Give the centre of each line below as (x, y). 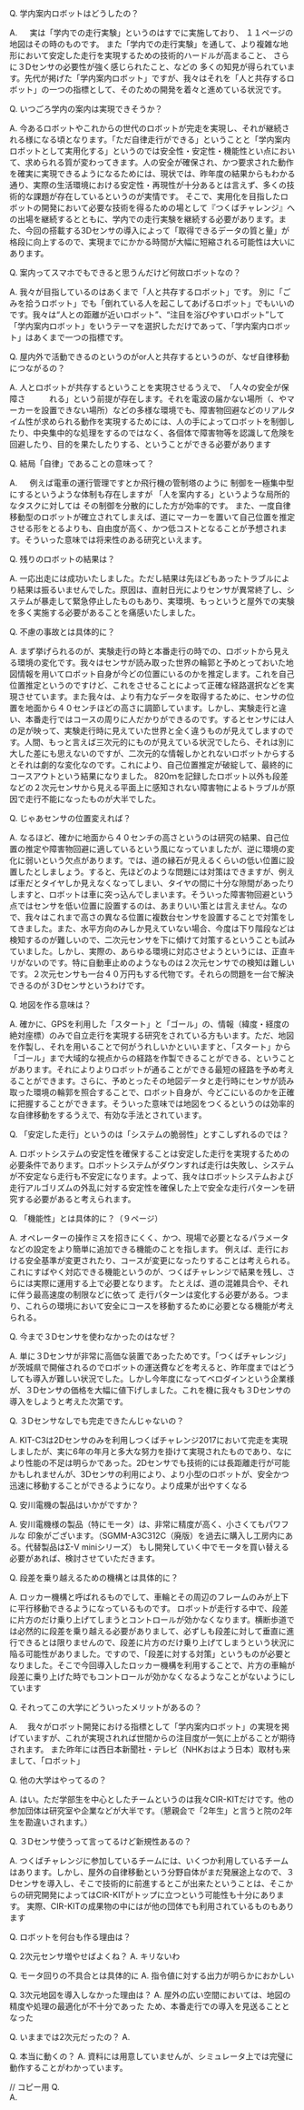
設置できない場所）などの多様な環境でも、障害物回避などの (152, 410)
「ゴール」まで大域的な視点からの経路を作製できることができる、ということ (152, 1058)
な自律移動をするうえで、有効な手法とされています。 (108, 1115)
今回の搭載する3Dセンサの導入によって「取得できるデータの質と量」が (157, 231)
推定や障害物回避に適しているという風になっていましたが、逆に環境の (156, 849)
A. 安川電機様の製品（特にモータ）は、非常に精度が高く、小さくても (137, 1524)
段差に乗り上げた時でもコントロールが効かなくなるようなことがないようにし (152, 1677)
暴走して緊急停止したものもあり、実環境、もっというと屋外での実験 (167, 601)
